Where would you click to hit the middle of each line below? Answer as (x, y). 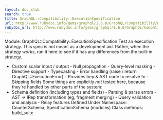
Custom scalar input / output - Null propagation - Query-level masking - (83, 67)
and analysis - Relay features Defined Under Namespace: (69, 103)
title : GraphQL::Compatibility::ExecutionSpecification (62, 18)
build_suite (22, 113)
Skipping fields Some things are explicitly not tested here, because (78, 82)
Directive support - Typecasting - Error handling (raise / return (74, 71)
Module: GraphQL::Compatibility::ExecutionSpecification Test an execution (79, 41)
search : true (18, 14)
